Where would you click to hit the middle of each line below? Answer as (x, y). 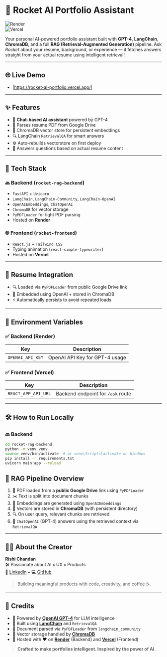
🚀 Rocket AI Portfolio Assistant (70, 10)
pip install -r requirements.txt (40, 458)
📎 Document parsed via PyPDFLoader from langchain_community (76, 629)
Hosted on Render (31, 220)
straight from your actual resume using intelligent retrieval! (65, 55)
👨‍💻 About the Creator (39, 547)
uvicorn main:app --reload (33, 463)
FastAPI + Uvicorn (31, 193)
